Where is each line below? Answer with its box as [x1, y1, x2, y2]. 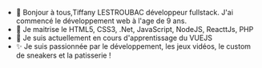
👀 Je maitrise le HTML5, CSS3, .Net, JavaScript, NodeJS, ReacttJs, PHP [15, 25, 254, 34]
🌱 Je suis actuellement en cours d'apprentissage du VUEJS [15, 33, 212, 42]
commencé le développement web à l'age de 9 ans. [15, 16, 187, 26]
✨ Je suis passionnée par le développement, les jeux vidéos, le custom [15, 42, 251, 51]
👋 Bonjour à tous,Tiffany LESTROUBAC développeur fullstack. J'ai [15, 8, 234, 17]
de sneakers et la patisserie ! [15, 50, 111, 60]
